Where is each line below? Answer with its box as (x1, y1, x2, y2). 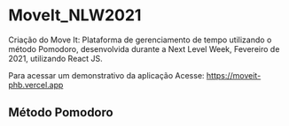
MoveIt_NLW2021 (8, 5, 142, 26)
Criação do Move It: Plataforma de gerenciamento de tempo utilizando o (8, 34, 272, 45)
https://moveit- (206, 70, 262, 80)
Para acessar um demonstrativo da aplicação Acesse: (8, 70, 205, 80)
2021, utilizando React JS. (8, 53, 103, 63)
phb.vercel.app (8, 79, 64, 90)
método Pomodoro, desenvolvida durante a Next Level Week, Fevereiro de (8, 43, 280, 54)
